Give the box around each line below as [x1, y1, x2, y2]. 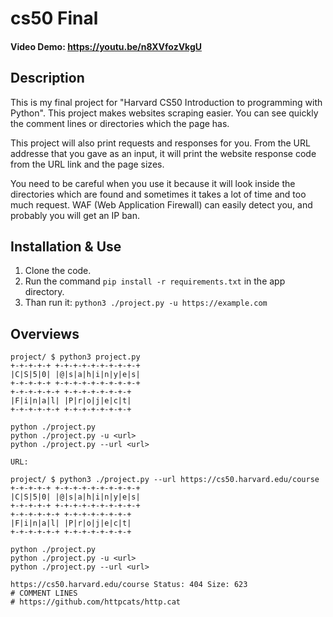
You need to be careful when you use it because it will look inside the [10, 177, 296, 189]
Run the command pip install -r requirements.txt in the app [24, 275, 286, 287]
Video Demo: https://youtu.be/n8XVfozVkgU [10, 40, 203, 52]
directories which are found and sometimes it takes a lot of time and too [10, 188, 307, 200]
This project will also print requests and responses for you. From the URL [10, 137, 311, 149]
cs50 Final [10, 7, 99, 30]
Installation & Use [10, 238, 122, 255]
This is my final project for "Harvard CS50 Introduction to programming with [10, 96, 323, 108]
